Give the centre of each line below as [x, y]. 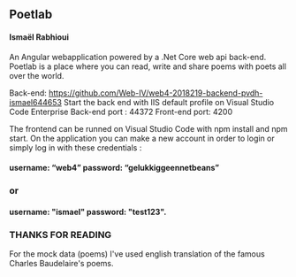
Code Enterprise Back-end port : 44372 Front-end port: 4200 [121, 112]
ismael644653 [35, 102]
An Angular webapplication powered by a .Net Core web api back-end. [138, 57]
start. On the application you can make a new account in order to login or [142, 138]
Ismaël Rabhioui [39, 37]
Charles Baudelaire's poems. [61, 263]
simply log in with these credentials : [76, 147]
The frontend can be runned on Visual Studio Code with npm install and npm [148, 128]
